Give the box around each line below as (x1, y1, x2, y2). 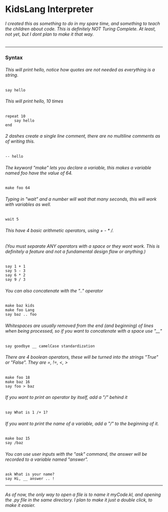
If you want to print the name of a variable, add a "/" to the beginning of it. (5, 421, 159, 427)
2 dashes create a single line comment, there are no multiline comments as (5, 133, 160, 139)
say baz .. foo (5, 312, 37, 317)
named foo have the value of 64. (5, 170, 73, 176)
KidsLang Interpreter (5, 4, 93, 15)
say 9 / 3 (5, 277, 26, 282)
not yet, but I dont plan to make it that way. (5, 31, 94, 37)
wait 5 (5, 217, 19, 222)
